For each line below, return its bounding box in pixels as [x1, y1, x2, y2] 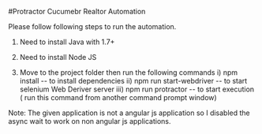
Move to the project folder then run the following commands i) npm [19, 68, 238, 77]
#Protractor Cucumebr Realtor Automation [8, 7, 146, 16]
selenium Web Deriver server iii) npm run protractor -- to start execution [19, 84, 255, 94]
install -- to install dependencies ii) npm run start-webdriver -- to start [19, 76, 248, 85]
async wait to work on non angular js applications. [8, 117, 171, 125]
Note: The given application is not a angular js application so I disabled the [8, 108, 250, 117]
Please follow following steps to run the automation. [8, 22, 177, 31]
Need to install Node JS [19, 53, 97, 61]
